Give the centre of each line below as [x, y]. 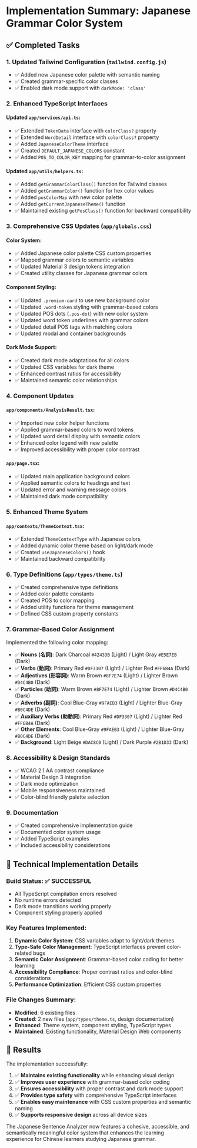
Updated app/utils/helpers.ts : [45, 171]
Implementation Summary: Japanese [98, 11]
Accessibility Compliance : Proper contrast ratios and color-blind [94, 972]
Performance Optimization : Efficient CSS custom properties [88, 984]
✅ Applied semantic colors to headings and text [72, 483]
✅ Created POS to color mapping [55, 601]
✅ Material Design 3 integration [53, 777]
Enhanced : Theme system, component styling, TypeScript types [93, 1025]
